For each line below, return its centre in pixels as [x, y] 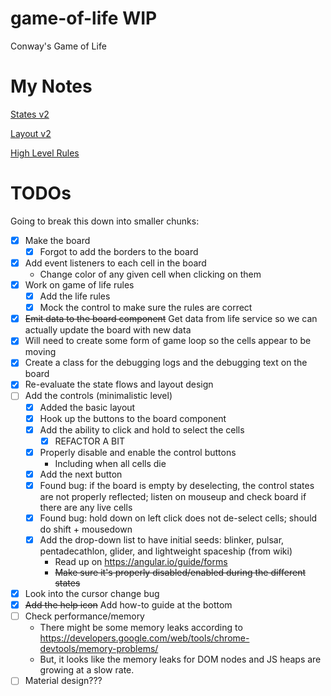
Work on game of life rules [79, 285]
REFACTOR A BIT [90, 441]
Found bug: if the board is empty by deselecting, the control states [177, 485]
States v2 [30, 114]
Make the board [57, 240]
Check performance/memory [84, 616]
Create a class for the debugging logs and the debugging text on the [166, 363]
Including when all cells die [110, 463]
